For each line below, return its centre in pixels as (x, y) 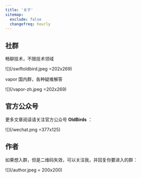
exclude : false (26, 19)
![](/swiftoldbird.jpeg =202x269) (39, 69)
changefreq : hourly (30, 24)
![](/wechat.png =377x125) (33, 130)
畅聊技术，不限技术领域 (29, 59)
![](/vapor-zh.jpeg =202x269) (36, 89)
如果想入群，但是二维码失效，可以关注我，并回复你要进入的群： (71, 160)
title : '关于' (19, 10)
